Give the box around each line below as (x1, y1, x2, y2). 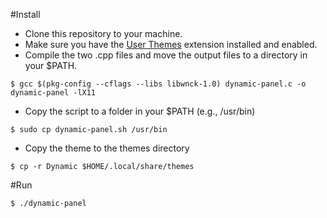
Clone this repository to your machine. (24, 28, 183, 39)
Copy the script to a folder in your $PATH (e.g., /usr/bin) (24, 105, 256, 117)
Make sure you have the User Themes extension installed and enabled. (24, 39, 318, 50)
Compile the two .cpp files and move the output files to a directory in (24, 49, 308, 61)
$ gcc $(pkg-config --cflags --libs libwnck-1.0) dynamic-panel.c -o (10, 79, 307, 89)
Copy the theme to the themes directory (24, 142, 190, 154)
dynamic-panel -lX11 (10, 88, 97, 98)
